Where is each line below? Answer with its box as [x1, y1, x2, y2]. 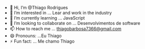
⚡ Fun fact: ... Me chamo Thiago [9, 38, 75, 44]
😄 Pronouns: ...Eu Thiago [9, 33, 62, 39]
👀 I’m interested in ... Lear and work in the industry [9, 10, 112, 16]
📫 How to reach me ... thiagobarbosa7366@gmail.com [9, 26, 122, 31]
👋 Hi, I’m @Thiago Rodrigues [9, 5, 68, 10]
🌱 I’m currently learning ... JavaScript [9, 15, 85, 21]
